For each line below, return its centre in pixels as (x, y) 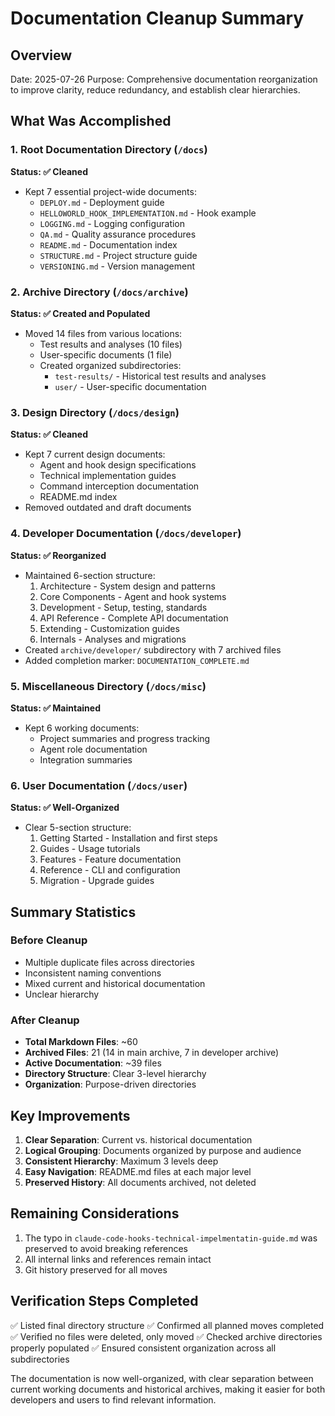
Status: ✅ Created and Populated (80, 313)
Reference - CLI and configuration (110, 870)
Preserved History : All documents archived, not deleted (140, 1182)
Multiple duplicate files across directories (109, 962)
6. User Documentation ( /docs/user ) (99, 785)
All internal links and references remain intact (118, 1259)
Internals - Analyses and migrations (113, 639)
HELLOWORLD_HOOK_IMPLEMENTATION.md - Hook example (148, 213)
